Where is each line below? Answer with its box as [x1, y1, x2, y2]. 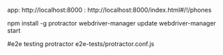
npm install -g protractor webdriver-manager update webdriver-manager [7, 19, 216, 27]
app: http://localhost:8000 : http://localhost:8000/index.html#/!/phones [7, 6, 212, 14]
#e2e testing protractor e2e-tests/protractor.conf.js [7, 40, 155, 47]
